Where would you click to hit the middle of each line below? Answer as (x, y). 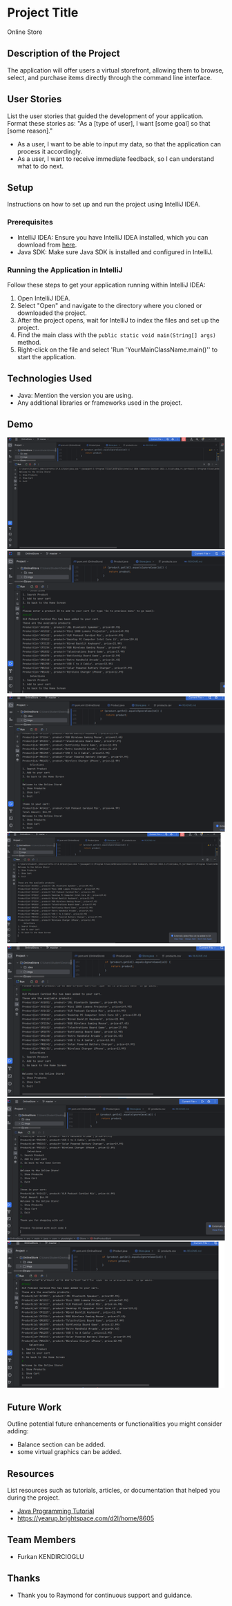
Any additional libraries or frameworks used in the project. (100, 403)
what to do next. (40, 166)
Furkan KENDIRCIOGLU (50, 1556)
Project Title (43, 13)
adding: (18, 1431)
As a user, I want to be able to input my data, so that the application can (119, 144)
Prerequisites (30, 222)
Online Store (25, 32)
